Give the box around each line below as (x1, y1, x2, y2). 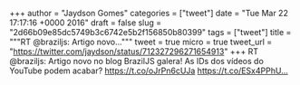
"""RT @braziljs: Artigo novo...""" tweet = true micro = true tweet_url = (9, 36, 273, 47)
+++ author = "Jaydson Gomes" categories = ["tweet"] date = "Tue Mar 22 (9, 8, 288, 18)
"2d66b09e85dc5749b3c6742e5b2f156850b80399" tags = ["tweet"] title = (9, 27, 292, 37)
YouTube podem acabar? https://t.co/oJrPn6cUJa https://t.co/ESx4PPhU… (9, 65, 288, 76)
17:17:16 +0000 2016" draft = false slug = (9, 17, 162, 28)
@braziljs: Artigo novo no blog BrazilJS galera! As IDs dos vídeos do (9, 56, 265, 66)
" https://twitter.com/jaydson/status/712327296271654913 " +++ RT (9, 46, 259, 57)
